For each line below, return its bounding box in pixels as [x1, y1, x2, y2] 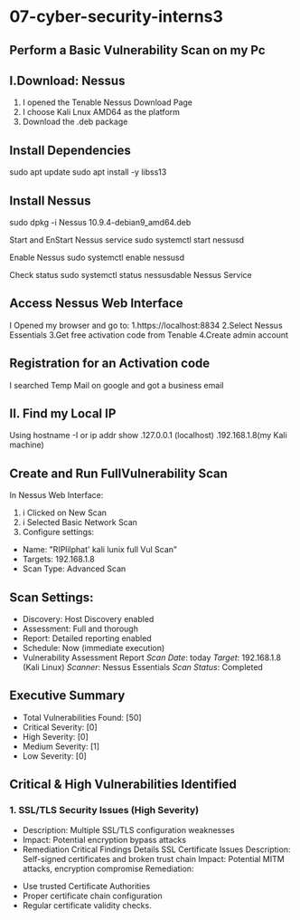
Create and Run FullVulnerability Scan [9, 465, 229, 481]
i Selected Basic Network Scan [22, 517, 138, 528]
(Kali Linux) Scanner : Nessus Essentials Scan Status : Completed [22, 662, 264, 673]
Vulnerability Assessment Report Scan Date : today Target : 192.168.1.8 [22, 652, 282, 663]
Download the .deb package [22, 116, 128, 128]
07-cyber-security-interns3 [9, 6, 223, 27]
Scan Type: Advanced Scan [22, 563, 127, 574]
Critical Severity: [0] [22, 722, 98, 733]
